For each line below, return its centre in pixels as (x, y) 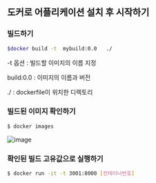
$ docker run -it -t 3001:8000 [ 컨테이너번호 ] (71, 174)
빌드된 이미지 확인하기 (41, 111)
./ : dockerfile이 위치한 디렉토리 (50, 92)
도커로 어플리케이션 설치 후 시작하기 (78, 12)
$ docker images (30, 126)
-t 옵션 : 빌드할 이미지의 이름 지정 (52, 62)
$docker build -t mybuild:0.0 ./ (60, 48)
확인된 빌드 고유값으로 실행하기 (55, 159)
